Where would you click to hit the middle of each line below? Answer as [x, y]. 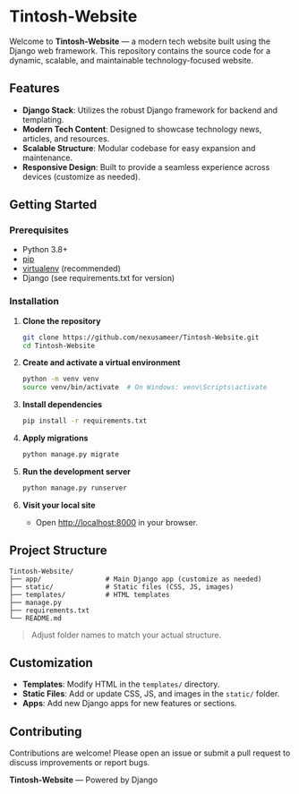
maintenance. [47, 158]
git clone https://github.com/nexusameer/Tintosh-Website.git [141, 337]
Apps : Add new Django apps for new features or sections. [129, 704]
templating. [43, 119]
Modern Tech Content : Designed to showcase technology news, [142, 129]
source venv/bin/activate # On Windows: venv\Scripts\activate [145, 388]
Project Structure [58, 551]
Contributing [46, 731]
